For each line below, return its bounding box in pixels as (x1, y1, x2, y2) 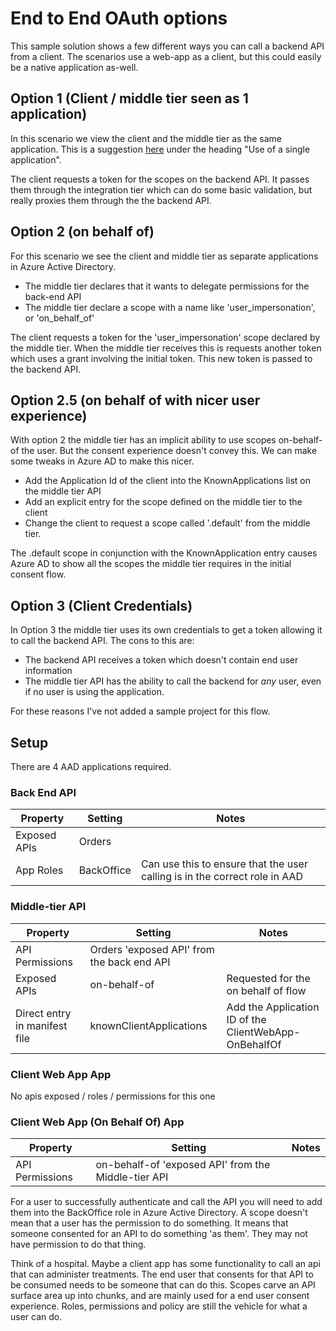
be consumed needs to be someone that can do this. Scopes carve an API (10, 1279, 316, 1291)
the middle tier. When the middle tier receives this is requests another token (10, 342, 322, 354)
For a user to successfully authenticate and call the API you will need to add (10, 1196, 323, 1208)
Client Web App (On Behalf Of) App (10, 1115, 185, 1129)
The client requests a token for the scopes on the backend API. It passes (10, 173, 310, 185)
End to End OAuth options (10, 7, 228, 30)
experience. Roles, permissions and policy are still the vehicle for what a (10, 1300, 308, 1312)
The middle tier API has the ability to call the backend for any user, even (24, 675, 322, 687)
